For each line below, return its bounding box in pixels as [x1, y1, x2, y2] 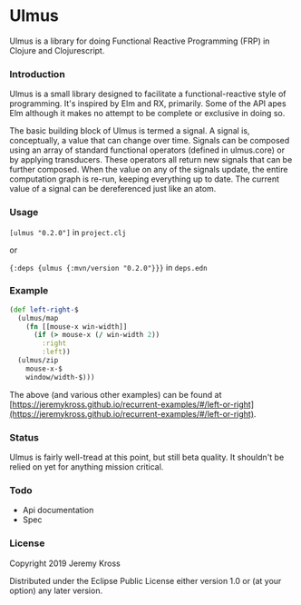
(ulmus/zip [17, 356, 59, 365]
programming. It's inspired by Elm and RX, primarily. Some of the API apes [9, 98, 287, 109]
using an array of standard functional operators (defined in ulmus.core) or [9, 144, 286, 155]
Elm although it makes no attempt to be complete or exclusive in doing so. [9, 108, 286, 119]
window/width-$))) [25, 372, 95, 382]
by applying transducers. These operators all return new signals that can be [9, 154, 293, 165]
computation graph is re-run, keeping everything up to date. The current [9, 174, 279, 184]
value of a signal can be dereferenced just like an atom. [9, 183, 217, 194]
